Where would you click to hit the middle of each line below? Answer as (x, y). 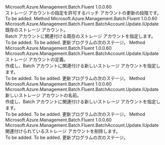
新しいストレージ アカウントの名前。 (43, 95)
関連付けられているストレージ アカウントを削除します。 (63, 131)
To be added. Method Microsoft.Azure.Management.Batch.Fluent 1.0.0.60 (81, 18)
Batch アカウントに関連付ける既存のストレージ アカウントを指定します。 (80, 36)
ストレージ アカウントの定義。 (37, 59)
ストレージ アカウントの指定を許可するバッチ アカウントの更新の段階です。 (84, 13)
